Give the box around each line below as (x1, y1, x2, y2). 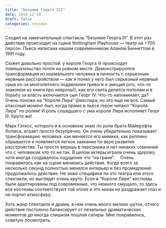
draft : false (5, 16, 32, 21)
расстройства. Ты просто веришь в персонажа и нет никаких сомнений (5, 144, 159, 150)
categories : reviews (5, 21, 48, 26)
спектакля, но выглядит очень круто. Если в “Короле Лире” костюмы (5, 176, 153, 182)
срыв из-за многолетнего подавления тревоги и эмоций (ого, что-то (5, 82, 151, 88)
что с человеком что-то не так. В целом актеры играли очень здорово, (5, 149, 156, 155)
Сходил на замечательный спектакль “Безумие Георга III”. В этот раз (5, 35, 152, 41)
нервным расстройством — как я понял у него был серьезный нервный (5, 76, 158, 82)
